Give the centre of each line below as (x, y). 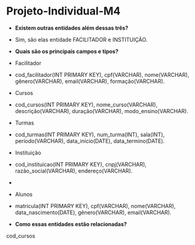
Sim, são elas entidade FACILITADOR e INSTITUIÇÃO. (81, 39)
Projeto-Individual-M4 (63, 11)
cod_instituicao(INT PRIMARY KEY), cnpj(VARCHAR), (81, 164)
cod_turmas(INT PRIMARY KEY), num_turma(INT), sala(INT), (90, 134)
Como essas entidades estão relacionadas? (71, 224)
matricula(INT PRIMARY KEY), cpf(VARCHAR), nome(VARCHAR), (95, 206)
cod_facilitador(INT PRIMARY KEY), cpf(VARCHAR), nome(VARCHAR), (102, 74)
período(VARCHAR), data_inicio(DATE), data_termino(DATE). (90, 141)
